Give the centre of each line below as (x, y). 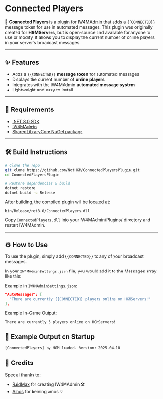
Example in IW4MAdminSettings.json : (41, 286)
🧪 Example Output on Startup (50, 337)
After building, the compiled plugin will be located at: (58, 202)
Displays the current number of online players (58, 79)
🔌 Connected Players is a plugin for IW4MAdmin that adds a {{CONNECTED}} (80, 22)
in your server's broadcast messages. (43, 42)
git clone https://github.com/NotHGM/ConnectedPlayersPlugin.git (72, 170)
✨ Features (22, 63)
